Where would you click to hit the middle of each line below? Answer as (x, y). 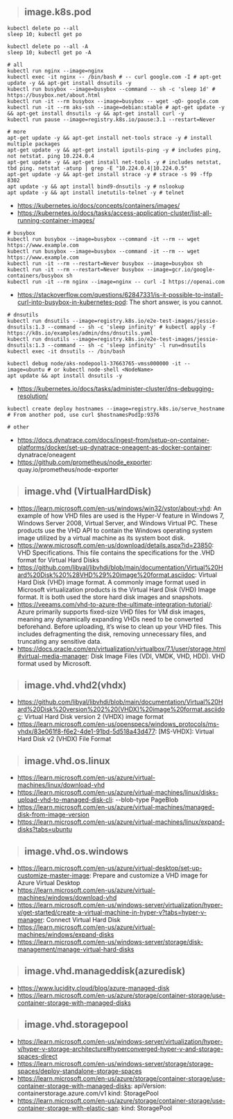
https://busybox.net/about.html (54, 95)
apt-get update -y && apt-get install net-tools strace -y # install (110, 138)
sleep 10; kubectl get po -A (49, 52)
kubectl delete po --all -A (48, 46)
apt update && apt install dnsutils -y (65, 376)
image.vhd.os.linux (67, 761)
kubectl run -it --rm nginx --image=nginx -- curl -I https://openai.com (116, 282)
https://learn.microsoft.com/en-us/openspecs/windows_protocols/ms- (118, 724)
